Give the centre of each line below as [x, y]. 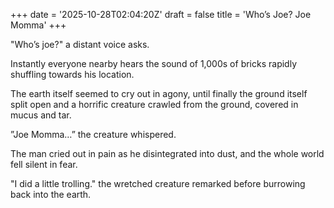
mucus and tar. [41, 115]
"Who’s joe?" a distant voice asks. [80, 44]
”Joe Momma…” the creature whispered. [93, 134]
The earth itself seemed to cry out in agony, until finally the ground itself [159, 93]
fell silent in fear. [44, 164]
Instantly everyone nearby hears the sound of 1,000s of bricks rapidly [154, 63]
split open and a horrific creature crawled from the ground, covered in [154, 104]
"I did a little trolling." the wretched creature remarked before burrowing [158, 183]
